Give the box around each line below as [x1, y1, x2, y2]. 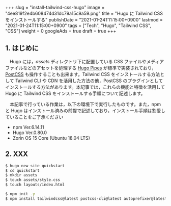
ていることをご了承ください [5, 114, 64, 120]
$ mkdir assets [5, 173, 38, 178]
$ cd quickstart [5, 168, 40, 173]
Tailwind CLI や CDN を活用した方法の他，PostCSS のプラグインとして [15, 78, 163, 84]
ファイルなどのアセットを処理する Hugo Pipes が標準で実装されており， [5, 65, 156, 71]
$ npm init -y [5, 191, 36, 196]
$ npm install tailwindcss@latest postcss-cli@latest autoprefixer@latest [5, 196, 167, 201]
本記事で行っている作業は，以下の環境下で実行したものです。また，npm [9, 101, 161, 107]
